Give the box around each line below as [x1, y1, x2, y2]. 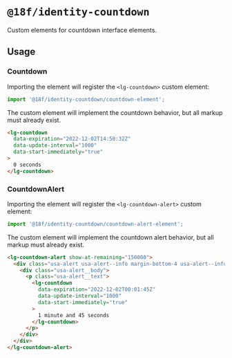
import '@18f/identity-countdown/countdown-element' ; [7, 96, 166, 102]
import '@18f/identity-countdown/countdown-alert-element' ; [7, 220, 184, 227]
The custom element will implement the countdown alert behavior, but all [7, 233, 214, 241]
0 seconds [13, 161, 41, 168]
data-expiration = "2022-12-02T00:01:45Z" [37, 286, 156, 293]
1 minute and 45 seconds [37, 312, 110, 319]
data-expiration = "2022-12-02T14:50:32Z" [13, 136, 131, 143]
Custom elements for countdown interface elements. [7, 26, 157, 34]
